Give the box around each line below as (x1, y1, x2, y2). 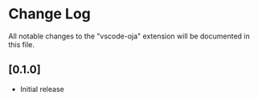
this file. (8, 39, 35, 49)
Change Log (8, 5, 91, 23)
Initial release (19, 84, 64, 94)
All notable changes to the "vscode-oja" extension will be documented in (8, 31, 251, 41)
